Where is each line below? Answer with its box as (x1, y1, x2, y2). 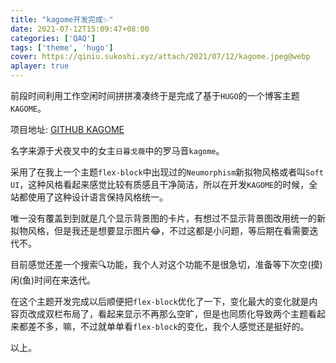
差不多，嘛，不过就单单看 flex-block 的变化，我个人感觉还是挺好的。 (27, 321, 310, 332)
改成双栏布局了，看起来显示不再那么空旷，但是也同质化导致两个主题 (27, 308, 308, 320)
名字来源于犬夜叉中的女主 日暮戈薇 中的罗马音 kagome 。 (10, 145, 225, 156)
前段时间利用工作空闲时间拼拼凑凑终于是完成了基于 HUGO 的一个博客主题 (10, 90, 300, 101)
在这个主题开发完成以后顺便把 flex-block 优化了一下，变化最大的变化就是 (10, 296, 310, 307)
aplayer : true (10, 61, 70, 71)
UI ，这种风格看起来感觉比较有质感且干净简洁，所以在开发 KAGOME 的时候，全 (10, 179, 318, 190)
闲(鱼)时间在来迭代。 (10, 274, 97, 286)
